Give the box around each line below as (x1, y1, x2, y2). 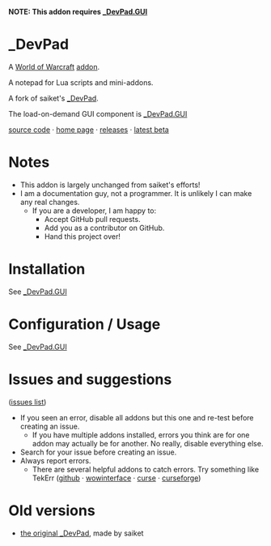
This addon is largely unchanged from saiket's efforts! (19, 180, 201, 190)
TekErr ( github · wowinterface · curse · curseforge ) (32, 473, 201, 483)
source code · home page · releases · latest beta (8, 125, 170, 134)
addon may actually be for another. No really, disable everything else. (32, 438, 264, 448)
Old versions (8, 501, 95, 519)
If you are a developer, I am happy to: (32, 206, 157, 215)
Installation (8, 260, 86, 279)
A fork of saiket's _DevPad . (8, 93, 99, 103)
